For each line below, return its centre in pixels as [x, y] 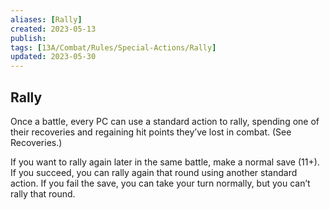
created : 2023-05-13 [53, 29]
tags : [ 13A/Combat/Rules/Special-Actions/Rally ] [113, 47]
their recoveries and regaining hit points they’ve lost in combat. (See [151, 132]
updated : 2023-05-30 [53, 57]
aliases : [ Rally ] [46, 19]
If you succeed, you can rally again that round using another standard [154, 172]
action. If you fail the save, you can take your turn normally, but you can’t [160, 183]
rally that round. [43, 193]
